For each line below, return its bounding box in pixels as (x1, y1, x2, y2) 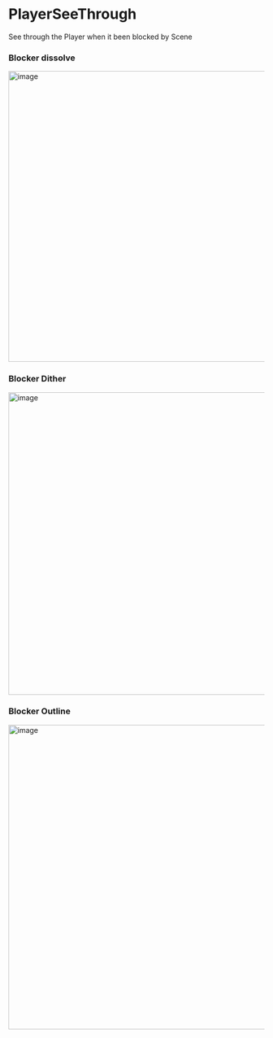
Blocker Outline (8, 705, 71, 717)
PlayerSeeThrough (8, 5, 137, 24)
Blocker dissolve (8, 52, 76, 63)
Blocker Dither (8, 373, 67, 385)
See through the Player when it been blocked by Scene (8, 32, 193, 41)
